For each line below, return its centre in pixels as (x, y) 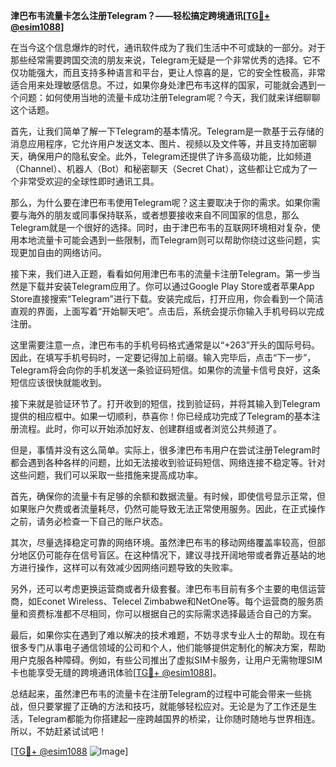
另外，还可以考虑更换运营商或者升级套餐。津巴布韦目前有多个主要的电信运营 (168, 588)
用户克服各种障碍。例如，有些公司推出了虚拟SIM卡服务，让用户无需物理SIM (166, 660)
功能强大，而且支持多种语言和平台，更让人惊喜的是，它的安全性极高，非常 (172, 72)
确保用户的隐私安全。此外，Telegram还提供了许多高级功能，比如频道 (169, 156)
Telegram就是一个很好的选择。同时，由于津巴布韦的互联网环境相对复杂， (161, 227)
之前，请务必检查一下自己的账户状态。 (89, 521)
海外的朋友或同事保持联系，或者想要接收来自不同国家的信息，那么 (163, 215)
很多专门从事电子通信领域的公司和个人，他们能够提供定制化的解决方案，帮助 (168, 647)
